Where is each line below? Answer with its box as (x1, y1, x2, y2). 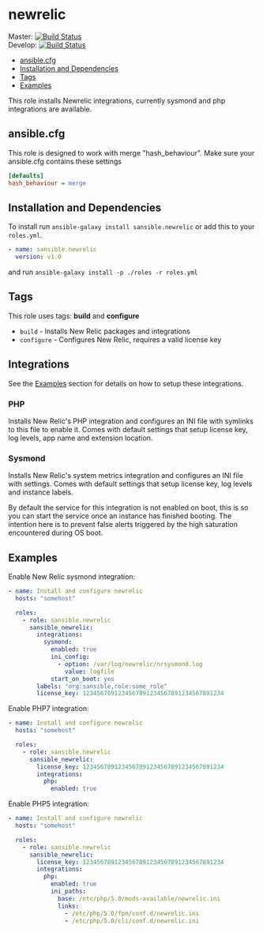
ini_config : (50, 653, 90, 661)
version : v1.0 (15, 253, 62, 261)
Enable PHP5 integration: (8, 799, 89, 809)
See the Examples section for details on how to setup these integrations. (8, 378, 244, 388)
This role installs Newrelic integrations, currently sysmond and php (8, 96, 226, 105)
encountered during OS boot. (8, 528, 103, 538)
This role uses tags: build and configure (8, 310, 140, 321)
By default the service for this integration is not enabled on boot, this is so (8, 503, 249, 513)
